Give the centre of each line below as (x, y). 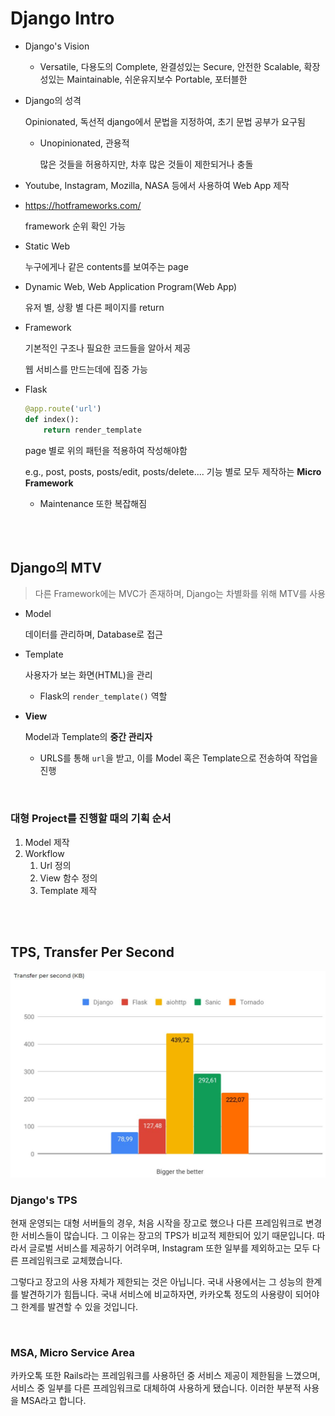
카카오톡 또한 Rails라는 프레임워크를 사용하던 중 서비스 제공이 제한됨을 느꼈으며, (165, 1376)
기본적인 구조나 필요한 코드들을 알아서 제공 (108, 348)
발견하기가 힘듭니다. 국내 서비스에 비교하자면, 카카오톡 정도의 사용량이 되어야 (170, 1294)
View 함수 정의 (68, 878)
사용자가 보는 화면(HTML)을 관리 (88, 675)
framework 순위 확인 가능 (75, 226)
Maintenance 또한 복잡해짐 (93, 503)
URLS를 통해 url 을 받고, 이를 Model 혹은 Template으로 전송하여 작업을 (178, 758)
